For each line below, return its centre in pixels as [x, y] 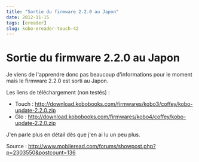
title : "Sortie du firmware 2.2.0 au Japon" [62, 12]
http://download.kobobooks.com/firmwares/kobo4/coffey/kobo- [107, 117]
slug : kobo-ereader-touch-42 [42, 28]
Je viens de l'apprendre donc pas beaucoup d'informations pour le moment [99, 75]
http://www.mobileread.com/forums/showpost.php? [92, 146]
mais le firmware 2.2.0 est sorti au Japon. [57, 81]
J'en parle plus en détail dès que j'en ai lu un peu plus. [73, 135]
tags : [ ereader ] [26, 23]
